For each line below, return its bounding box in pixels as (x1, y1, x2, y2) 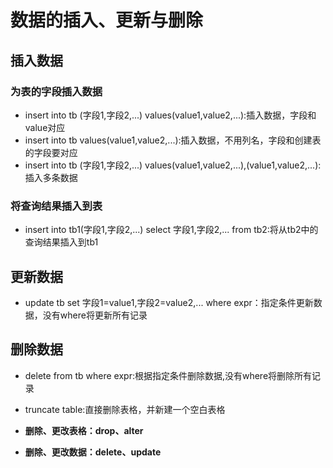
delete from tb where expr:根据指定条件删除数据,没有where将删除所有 (24, 369, 313, 381)
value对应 (24, 121, 66, 133)
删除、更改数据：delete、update (24, 446, 162, 458)
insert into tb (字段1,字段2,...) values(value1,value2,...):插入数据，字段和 (24, 109, 317, 121)
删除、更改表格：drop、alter (24, 424, 144, 436)
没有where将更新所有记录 (42, 309, 148, 321)
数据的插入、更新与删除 (10, 9, 204, 32)
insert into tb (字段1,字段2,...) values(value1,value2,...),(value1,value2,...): (24, 159, 322, 171)
